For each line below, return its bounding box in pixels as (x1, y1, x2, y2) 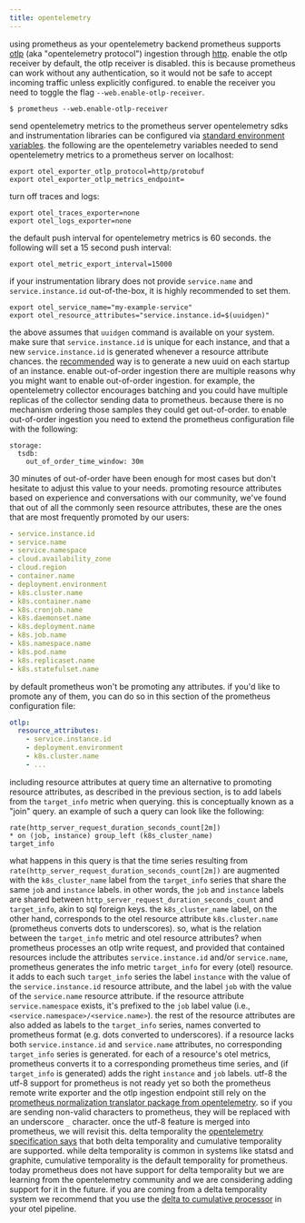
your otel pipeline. (9, 1203, 77, 1214)
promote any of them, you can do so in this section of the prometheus (9, 691, 271, 702)
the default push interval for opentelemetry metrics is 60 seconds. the (9, 232, 271, 243)
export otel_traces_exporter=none (9, 208, 141, 217)
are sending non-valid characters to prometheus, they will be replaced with (9, 1107, 290, 1117)
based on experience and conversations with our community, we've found (9, 492, 287, 503)
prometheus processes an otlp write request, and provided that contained (9, 942, 286, 953)
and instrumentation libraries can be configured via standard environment (9, 129, 285, 141)
